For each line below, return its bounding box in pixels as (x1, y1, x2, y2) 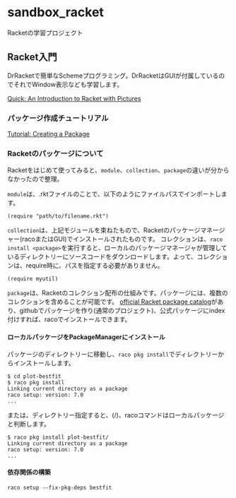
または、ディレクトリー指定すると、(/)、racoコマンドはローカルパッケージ (7, 410, 225, 419)
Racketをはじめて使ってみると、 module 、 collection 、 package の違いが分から (7, 166, 230, 174)
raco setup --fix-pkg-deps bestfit (7, 484, 112, 491)
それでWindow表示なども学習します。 (13, 80, 124, 88)
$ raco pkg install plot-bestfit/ (7, 434, 110, 441)
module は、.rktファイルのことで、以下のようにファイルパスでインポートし (7, 190, 221, 198)
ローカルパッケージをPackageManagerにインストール (7, 333, 166, 341)
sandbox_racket (7, 4, 105, 20)
